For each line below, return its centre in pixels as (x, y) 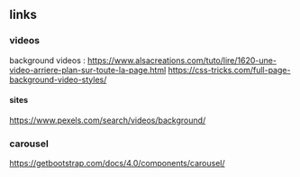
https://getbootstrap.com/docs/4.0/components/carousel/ (117, 163)
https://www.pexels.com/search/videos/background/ (108, 120)
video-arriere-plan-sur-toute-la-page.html (88, 70)
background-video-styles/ (58, 79)
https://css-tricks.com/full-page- (229, 70)
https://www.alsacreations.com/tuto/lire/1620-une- (182, 60)
